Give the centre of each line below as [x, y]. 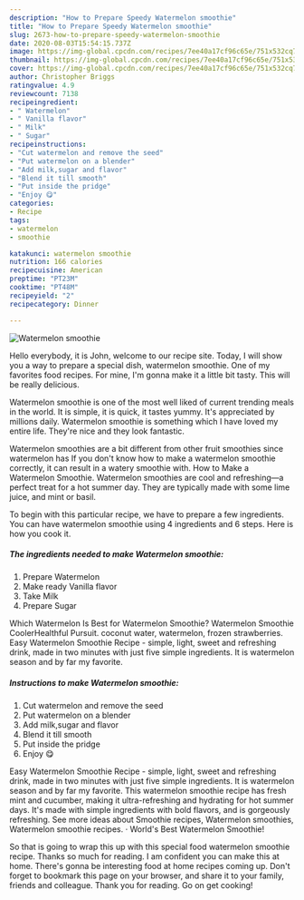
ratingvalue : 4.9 [42, 85]
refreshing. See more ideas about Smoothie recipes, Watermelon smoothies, [152, 820]
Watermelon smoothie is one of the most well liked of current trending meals [152, 402]
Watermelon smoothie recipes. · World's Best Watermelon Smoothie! [137, 829]
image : [22, 52]
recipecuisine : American [56, 270]
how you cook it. [40, 533]
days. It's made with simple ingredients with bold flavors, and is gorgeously [150, 810]
